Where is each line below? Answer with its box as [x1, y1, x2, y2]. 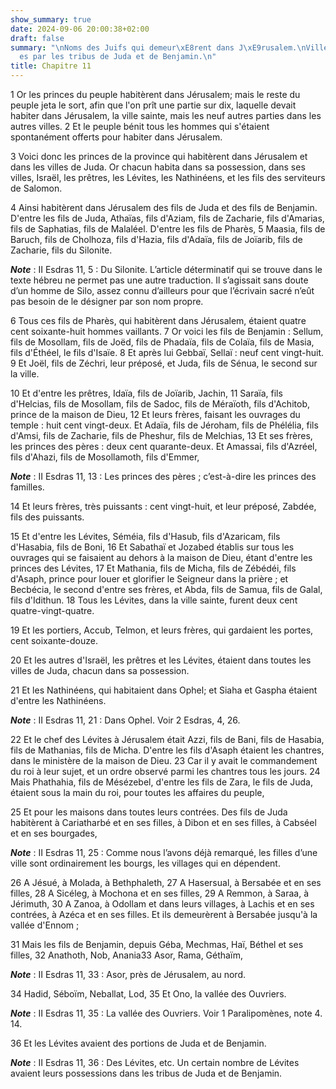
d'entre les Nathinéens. [10, 695, 107, 706]
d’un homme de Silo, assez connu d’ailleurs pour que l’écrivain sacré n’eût [10, 285, 315, 296]
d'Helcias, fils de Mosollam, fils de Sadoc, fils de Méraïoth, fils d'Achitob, [10, 398, 310, 410]
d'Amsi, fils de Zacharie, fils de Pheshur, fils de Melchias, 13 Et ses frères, [10, 430, 313, 441]
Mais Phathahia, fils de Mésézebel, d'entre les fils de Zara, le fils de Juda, [10, 776, 313, 788]
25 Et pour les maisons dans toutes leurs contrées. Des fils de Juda [10, 806, 288, 818]
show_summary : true [10, 14, 92, 25]
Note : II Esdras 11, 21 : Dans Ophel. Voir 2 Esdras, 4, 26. [10, 714, 241, 726]
